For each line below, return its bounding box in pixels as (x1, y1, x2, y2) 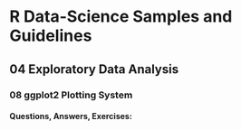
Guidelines (9, 25, 92, 46)
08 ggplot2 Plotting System (9, 88, 133, 101)
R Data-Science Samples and (9, 6, 233, 27)
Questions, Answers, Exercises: (9, 111, 133, 122)
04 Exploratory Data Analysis (9, 61, 179, 77)
